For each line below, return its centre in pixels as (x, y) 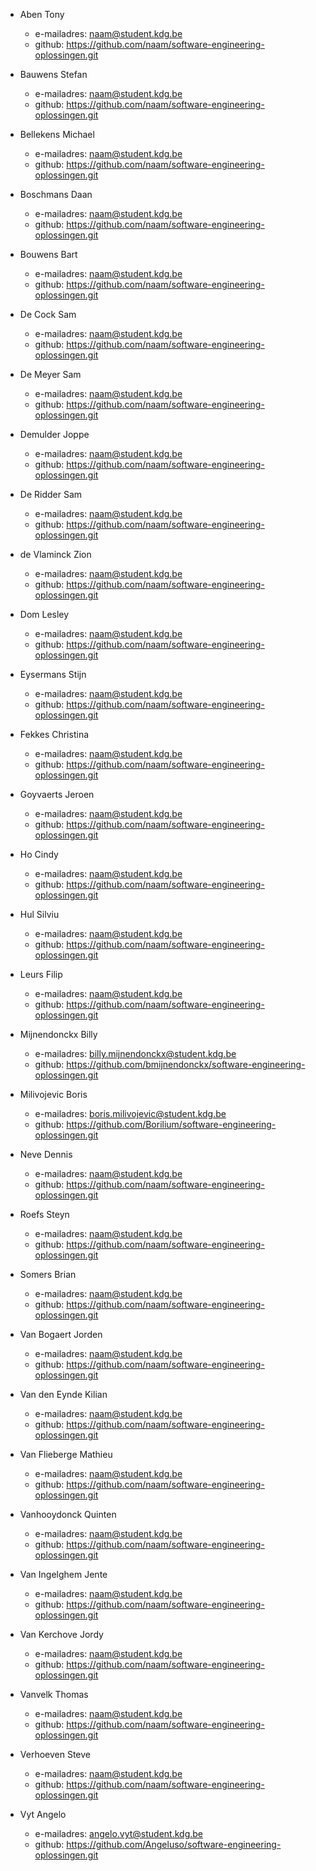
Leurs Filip (41, 974)
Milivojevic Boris (53, 1094)
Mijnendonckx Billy (58, 1034)
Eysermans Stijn (53, 674)
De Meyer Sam (50, 374)
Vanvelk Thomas (54, 1694)
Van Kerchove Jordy (61, 1634)
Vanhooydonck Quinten (68, 1514)
